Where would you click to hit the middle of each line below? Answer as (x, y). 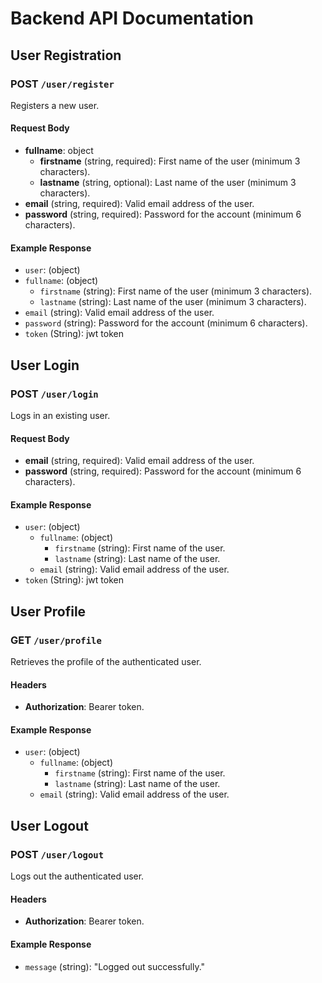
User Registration (66, 55)
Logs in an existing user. (60, 415)
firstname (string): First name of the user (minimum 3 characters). (176, 291)
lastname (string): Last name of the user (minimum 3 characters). (173, 302)
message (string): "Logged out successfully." (115, 966)
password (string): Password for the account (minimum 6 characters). (166, 323)
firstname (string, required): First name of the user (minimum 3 (170, 161)
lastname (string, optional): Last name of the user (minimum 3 (168, 183)
